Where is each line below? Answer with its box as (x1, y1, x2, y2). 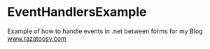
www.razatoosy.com (7, 34, 66, 42)
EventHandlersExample (7, 4, 147, 20)
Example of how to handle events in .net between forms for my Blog (7, 27, 203, 35)
